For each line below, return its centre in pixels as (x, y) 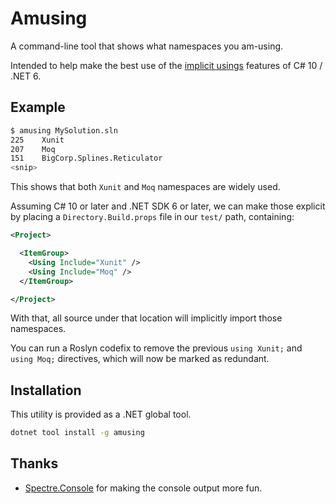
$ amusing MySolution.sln (64, 130)
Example (38, 107)
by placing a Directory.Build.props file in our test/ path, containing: (152, 217)
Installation (46, 390)
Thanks (34, 463)
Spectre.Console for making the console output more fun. (143, 488)
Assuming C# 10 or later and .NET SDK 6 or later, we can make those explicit (168, 206)
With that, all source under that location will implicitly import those (146, 318)
